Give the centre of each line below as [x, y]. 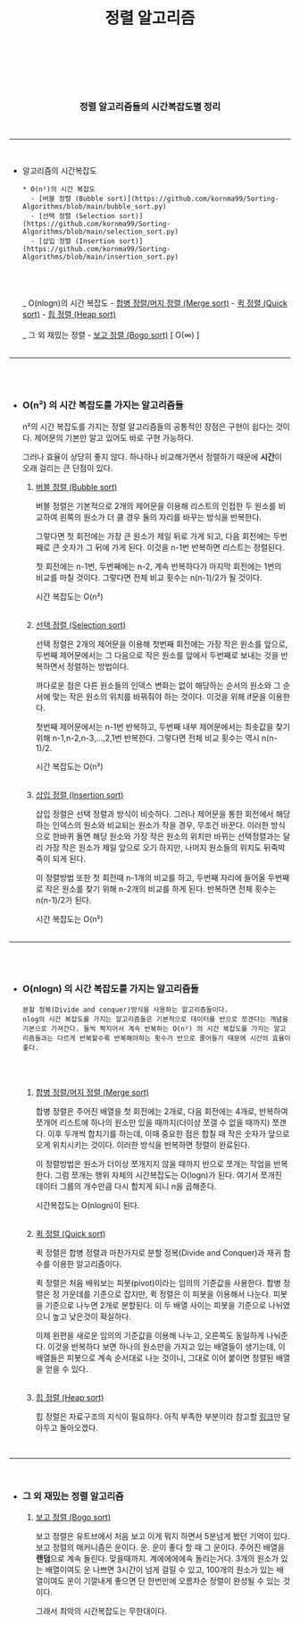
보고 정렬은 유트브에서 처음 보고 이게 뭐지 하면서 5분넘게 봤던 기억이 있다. [162, 1536]
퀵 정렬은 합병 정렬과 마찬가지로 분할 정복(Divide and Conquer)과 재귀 [158, 1252]
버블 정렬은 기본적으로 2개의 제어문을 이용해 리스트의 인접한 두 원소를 [156, 505]
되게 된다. [69, 859]
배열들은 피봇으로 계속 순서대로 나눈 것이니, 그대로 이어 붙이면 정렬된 [154, 1358]
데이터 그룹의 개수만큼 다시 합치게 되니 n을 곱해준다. [126, 1186]
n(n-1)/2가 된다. [63, 900]
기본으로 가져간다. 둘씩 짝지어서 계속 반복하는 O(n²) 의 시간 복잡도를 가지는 [146, 1028]
